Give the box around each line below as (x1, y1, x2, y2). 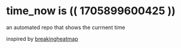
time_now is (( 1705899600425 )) (6, 4, 176, 18)
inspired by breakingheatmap (6, 35, 79, 42)
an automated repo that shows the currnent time (6, 24, 125, 31)
